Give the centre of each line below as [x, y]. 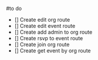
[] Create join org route [42, 44]
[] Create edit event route [45, 26]
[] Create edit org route [42, 20]
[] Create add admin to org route [53, 32]
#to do [14, 8]
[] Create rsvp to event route [49, 38]
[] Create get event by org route [52, 51]
